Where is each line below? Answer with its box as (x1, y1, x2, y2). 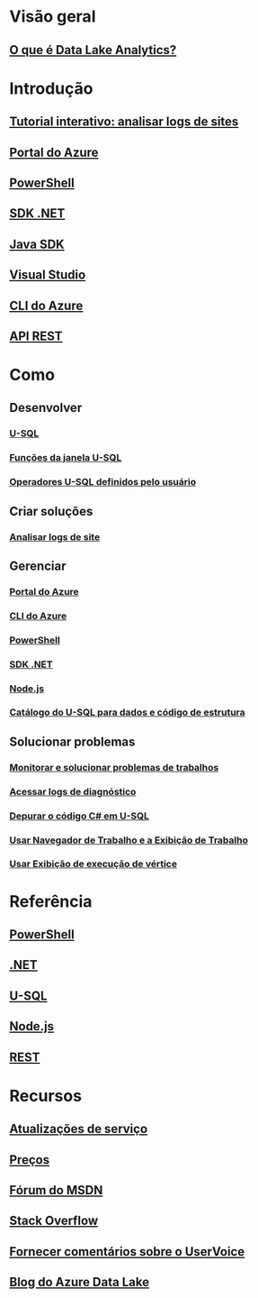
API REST (9, 328, 63, 343)
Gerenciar (9, 558, 67, 573)
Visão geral (9, 6, 96, 27)
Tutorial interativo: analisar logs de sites (9, 114, 239, 130)
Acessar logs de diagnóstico (9, 785, 137, 798)
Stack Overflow (9, 1213, 99, 1229)
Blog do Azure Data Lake (9, 1275, 150, 1290)
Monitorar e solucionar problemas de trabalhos (9, 761, 219, 773)
